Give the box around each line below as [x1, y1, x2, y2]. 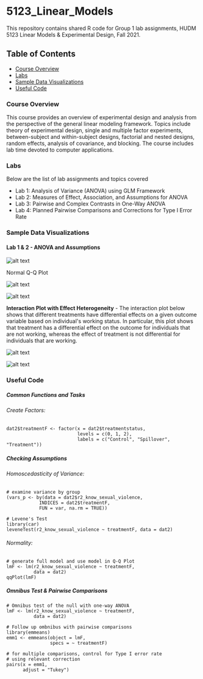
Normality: [6, 540, 33, 547]
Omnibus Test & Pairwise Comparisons [6, 587, 108, 595]
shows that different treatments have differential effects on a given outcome [6, 311, 197, 319]
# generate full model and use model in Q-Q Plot [6, 558, 135, 564]
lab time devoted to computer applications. [6, 146, 114, 154]
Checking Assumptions [6, 455, 67, 462]
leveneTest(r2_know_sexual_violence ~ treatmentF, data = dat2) [6, 526, 173, 533]
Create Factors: [6, 407, 46, 414]
